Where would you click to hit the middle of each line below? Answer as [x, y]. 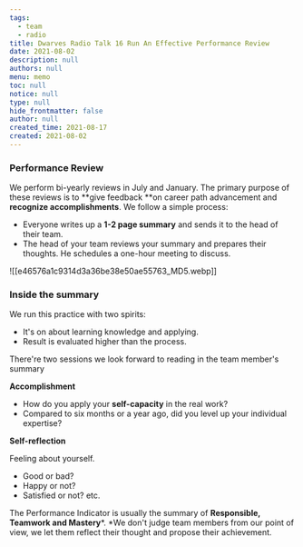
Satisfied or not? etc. [61, 495]
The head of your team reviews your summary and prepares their [144, 244]
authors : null [36, 69]
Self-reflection [38, 441]
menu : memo [30, 77]
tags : [20, 18]
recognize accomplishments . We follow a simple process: [119, 207]
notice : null [34, 94]
